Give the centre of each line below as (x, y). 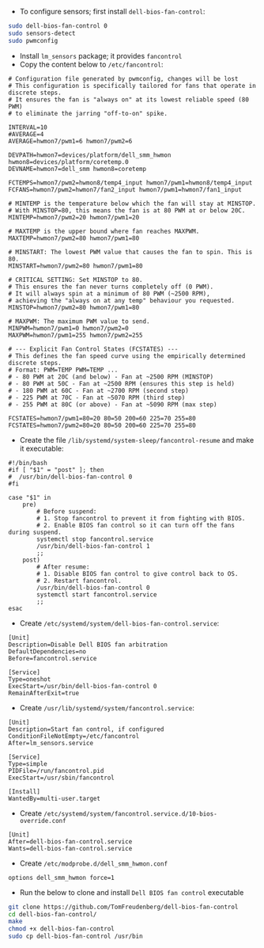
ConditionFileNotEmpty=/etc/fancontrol (74, 736)
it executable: (41, 448)
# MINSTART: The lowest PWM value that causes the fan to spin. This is (130, 252)
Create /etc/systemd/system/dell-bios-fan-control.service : (119, 623)
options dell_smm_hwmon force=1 (61, 878)
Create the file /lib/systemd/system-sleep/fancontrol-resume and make (137, 440)
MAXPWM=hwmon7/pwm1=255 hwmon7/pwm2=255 (76, 335)
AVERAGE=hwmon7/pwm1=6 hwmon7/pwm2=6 (70, 141)
